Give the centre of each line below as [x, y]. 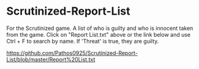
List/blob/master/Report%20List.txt [51, 59]
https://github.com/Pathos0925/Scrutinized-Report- [72, 53]
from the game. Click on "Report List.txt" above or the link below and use [99, 34]
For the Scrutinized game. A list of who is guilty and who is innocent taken [100, 28]
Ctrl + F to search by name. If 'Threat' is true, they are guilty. [83, 41]
